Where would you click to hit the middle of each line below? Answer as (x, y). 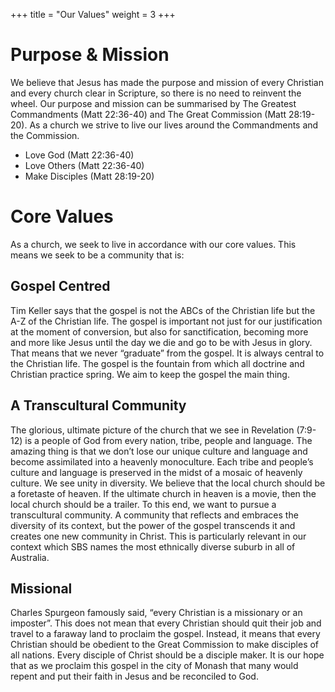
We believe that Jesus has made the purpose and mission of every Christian (167, 82)
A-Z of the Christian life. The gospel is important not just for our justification (166, 321)
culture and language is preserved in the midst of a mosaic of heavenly (156, 472)
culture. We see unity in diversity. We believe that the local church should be (168, 483)
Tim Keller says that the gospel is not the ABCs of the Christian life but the (163, 310)
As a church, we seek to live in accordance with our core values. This (153, 244)
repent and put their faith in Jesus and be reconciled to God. (134, 676)
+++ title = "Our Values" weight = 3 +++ (93, 14)
